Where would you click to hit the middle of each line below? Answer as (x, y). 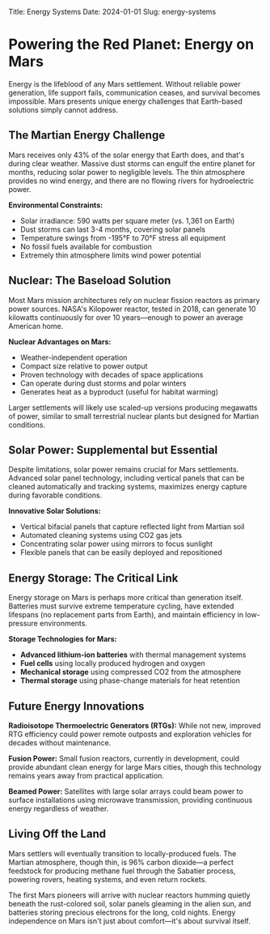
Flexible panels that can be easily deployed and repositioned (121, 552)
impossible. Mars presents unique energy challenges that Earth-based (125, 101)
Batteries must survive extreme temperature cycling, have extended (121, 606)
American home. (36, 326)
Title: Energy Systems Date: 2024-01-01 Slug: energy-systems (112, 12)
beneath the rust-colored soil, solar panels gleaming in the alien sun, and (130, 903)
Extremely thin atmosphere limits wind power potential (110, 255)
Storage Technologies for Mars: (63, 639)
